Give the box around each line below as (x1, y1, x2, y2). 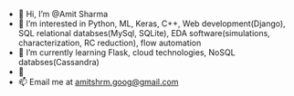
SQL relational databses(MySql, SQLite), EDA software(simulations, (17, 28, 271, 38)
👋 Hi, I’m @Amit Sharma (17, 9, 109, 19)
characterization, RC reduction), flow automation (17, 37, 202, 48)
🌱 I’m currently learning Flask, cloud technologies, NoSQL (17, 47, 236, 58)
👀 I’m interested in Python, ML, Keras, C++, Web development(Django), (17, 18, 286, 29)
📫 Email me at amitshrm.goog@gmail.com (17, 77, 179, 87)
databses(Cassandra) (17, 57, 100, 67)
